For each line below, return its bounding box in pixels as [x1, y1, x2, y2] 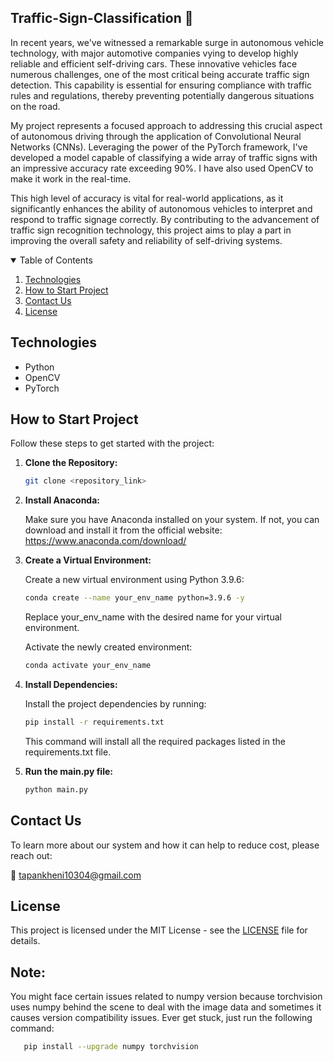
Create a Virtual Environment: [24, 554, 152, 566]
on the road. [10, 100, 61, 112]
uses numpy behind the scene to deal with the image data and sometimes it [10, 1001, 322, 1013]
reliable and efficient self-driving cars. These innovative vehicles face [10, 57, 298, 70]
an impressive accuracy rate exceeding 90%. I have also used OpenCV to [10, 162, 314, 174]
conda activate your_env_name [24, 661, 152, 671]
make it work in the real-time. [10, 172, 132, 185]
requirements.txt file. [24, 746, 112, 758]
